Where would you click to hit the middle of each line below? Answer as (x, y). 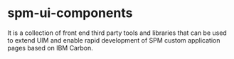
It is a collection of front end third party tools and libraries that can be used (117, 33)
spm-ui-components (70, 13)
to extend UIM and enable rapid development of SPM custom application (114, 40)
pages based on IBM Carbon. (50, 48)
